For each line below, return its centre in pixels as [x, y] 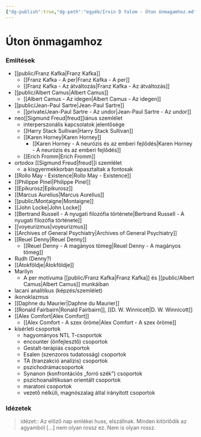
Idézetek [19, 408]
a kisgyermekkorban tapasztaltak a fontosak [78, 170]
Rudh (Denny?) [33, 258]
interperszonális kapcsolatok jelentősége [74, 124]
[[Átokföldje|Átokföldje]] [44, 265]
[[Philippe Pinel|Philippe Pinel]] [52, 182]
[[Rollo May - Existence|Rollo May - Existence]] [73, 176]
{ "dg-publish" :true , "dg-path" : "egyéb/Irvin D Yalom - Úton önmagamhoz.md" [101, 12]
